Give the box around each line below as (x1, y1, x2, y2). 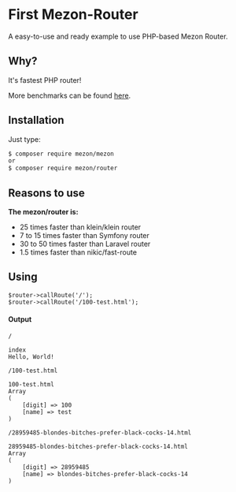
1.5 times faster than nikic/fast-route (19, 248, 138, 257)
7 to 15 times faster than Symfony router (19, 231, 149, 240)
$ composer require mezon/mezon (8, 150, 114, 158)
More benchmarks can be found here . (8, 91, 131, 100)
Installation (8, 114, 65, 127)
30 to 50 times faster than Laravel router (19, 239, 151, 248)
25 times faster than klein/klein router (19, 222, 142, 232)
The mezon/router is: (8, 207, 79, 216)
